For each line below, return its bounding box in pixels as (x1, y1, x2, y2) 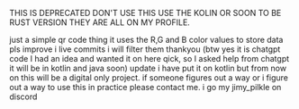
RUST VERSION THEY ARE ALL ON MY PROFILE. (9, 17, 191, 28)
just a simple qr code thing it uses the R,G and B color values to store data (9, 35, 284, 45)
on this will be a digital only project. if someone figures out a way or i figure (9, 72, 288, 83)
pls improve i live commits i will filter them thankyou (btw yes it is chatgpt (9, 44, 281, 54)
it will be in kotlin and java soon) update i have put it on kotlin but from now (9, 63, 286, 73)
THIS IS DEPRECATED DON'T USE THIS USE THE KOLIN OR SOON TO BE (9, 8, 282, 18)
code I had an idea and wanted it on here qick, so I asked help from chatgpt (9, 54, 290, 63)
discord (9, 91, 38, 102)
